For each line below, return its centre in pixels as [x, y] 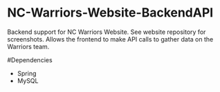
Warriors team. [28, 46]
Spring [27, 73]
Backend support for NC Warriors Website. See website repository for [107, 32]
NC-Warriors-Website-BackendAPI [110, 13]
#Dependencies [30, 59]
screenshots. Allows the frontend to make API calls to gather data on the [110, 39]
